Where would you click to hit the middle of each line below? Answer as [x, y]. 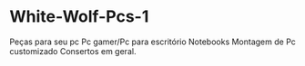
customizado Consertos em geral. [73, 51]
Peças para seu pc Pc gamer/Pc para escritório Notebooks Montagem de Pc [152, 42]
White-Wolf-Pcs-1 [79, 17]
